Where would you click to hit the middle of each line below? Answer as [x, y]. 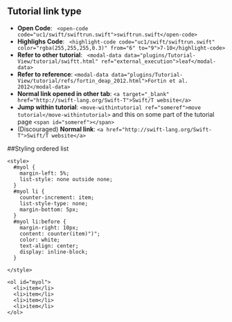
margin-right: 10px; [49, 227]
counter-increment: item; [57, 197]
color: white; [40, 240]
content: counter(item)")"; [60, 234]
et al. [179, 81]
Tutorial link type [44, 11]
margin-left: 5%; [45, 173]
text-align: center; [49, 246]
